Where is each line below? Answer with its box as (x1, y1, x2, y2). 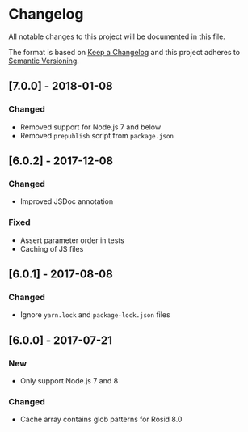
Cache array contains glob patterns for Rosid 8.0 (19, 414, 183, 425)
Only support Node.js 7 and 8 (19, 375, 119, 385)
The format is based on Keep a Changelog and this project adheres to (8, 47, 241, 57)
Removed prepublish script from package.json (19, 130, 174, 140)
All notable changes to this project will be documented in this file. (8, 32, 226, 41)
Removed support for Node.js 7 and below (19, 122, 162, 132)
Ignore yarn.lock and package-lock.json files (19, 310, 171, 320)
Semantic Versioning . (8, 56, 79, 66)
